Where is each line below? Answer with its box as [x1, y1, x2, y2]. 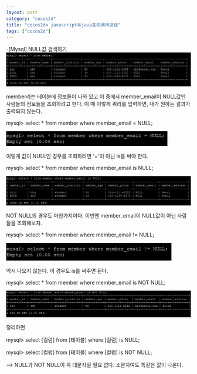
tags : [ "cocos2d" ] [6, 28, 51, 34]
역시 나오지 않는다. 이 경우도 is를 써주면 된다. [6, 267, 108, 274]
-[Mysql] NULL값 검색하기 [6, 46, 67, 53]
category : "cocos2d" [6, 15, 57, 22]
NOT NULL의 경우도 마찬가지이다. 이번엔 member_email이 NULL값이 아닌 [6, 212, 176, 219]
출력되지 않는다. [6, 108, 43, 115]
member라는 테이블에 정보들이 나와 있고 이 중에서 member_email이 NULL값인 [6, 93, 186, 100]
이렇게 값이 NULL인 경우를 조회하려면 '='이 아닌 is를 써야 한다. [6, 152, 149, 159]
